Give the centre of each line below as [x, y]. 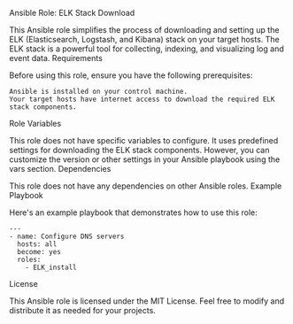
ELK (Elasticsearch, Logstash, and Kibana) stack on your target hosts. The [145, 39]
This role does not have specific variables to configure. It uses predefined [144, 140]
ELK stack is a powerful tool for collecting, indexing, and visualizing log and [147, 49]
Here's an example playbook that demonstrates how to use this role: [134, 212]
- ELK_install [51, 267]
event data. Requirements [56, 58]
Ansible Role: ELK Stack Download [72, 13]
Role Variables [35, 123]
